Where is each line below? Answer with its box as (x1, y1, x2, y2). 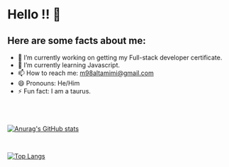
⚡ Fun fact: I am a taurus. (17, 87, 91, 95)
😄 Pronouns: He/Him (17, 79, 80, 87)
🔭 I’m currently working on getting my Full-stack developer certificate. (17, 53, 223, 62)
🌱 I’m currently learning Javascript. (17, 61, 121, 69)
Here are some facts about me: (7, 35, 147, 47)
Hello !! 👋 (7, 6, 62, 23)
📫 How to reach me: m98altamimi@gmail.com (17, 69, 154, 77)
